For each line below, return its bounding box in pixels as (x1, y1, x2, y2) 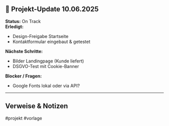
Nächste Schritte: (5, 48, 43, 54)
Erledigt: (5, 23, 24, 29)
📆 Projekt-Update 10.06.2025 (5, 5, 99, 13)
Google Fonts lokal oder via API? (12, 82, 80, 88)
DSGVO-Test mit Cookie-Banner (12, 63, 79, 69)
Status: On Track (5, 18, 41, 24)
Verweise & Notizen (5, 102, 68, 110)
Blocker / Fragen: (5, 73, 42, 79)
